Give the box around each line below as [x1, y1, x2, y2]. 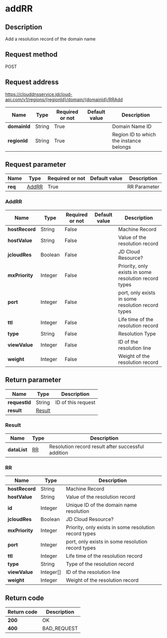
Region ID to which [112, 131, 156, 138]
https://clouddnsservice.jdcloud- [5, 91, 73, 97]
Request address [5, 78, 59, 87]
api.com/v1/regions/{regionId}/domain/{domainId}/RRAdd [5, 96, 123, 102]
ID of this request [55, 399, 95, 406]
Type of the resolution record [66, 560, 134, 567]
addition [49, 449, 69, 456]
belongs [112, 143, 131, 150]
